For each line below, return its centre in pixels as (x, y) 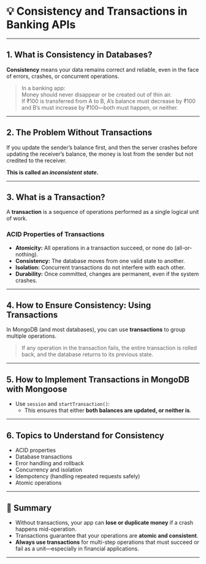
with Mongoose (37, 389)
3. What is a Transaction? (56, 197)
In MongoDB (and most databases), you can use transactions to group (96, 330)
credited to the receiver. (36, 160)
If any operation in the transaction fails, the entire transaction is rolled (109, 348)
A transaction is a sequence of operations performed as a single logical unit (103, 212)
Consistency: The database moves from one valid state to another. (100, 261)
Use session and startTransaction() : (63, 404)
